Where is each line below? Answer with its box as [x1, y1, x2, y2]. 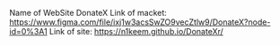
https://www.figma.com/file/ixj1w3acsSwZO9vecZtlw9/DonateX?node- [9, 17, 271, 27]
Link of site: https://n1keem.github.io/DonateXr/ [48, 26, 224, 36]
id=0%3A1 [9, 26, 48, 36]
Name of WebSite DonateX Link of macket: [9, 8, 168, 18]
